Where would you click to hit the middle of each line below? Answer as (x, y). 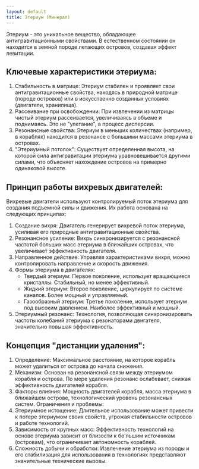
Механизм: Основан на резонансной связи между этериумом (94, 372)
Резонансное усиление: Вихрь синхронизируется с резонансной (97, 238)
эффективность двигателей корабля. (61, 385)
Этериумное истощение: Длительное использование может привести (104, 410)
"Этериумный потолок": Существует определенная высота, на (94, 149)
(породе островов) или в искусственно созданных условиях (92, 99)
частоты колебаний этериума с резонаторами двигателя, (88, 321)
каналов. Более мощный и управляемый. (76, 295)
